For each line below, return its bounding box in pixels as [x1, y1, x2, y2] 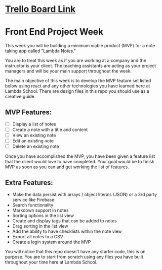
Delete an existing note [12, 143, 59, 149]
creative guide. [5, 93, 36, 100]
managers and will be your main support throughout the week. [5, 68, 132, 74]
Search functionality [12, 202, 53, 208]
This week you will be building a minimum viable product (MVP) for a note [5, 43, 156, 49]
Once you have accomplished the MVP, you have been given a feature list [5, 153, 156, 159]
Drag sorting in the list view [12, 223, 68, 229]
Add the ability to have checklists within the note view [12, 228, 122, 234]
